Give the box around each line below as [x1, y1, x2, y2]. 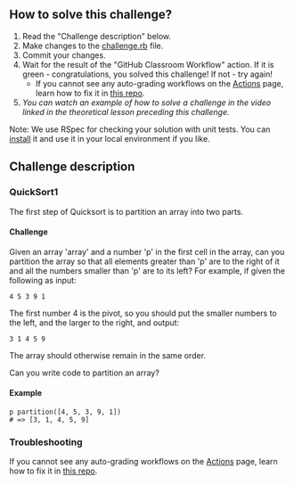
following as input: [9, 275, 78, 285]
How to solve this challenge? [9, 7, 173, 22]
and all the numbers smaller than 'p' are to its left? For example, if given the [9, 265, 285, 275]
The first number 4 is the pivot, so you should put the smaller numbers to [9, 308, 278, 318]
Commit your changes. [21, 49, 106, 61]
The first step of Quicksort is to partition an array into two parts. [9, 206, 243, 217]
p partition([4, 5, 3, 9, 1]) [9, 407, 122, 416]
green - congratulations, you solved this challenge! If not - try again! [21, 69, 274, 79]
